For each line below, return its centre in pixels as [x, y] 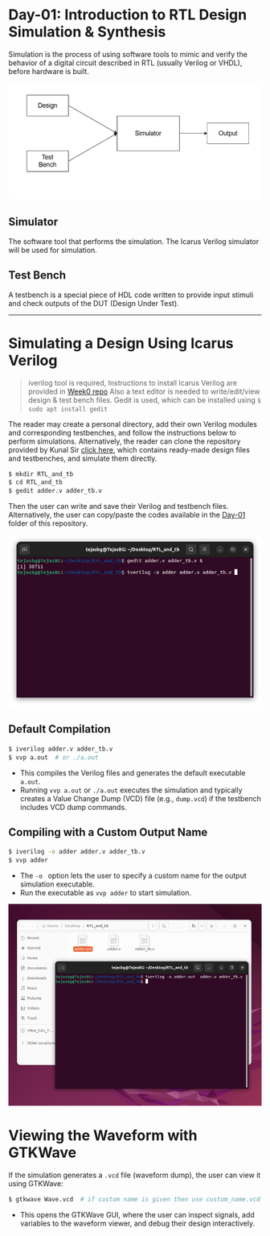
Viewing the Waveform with [103, 1136]
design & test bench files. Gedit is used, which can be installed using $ [144, 399]
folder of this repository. [48, 523]
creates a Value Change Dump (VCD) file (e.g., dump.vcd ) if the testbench [140, 798]
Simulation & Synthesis [87, 32]
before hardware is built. [49, 71]
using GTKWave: [36, 1183]
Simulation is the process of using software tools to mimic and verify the [128, 54]
